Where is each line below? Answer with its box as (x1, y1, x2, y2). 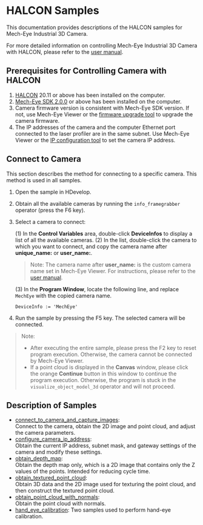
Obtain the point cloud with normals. (15, 500, 106, 507)
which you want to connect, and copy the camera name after (15, 243, 168, 250)
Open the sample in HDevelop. (15, 188, 92, 196)
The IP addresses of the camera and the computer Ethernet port (15, 124, 176, 131)
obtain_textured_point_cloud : (15, 474, 88, 481)
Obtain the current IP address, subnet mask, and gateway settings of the (15, 442, 197, 449)
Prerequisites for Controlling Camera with (6, 66, 167, 76)
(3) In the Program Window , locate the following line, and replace (15, 285, 179, 292)
